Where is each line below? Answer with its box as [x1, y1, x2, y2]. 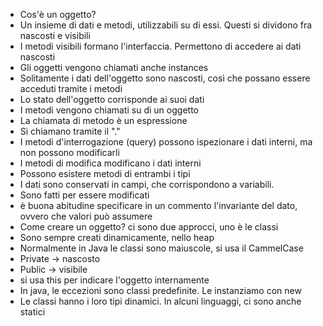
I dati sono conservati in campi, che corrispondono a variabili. [19, 179, 275, 190]
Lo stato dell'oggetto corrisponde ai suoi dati [19, 94, 205, 105]
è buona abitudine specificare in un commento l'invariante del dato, [19, 200, 298, 211]
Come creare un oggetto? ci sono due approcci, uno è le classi [19, 221, 279, 233]
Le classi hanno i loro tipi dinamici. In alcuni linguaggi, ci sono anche [19, 295, 302, 307]
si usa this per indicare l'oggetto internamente [19, 274, 210, 286]
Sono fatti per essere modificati [19, 189, 150, 201]
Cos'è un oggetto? [19, 9, 97, 20]
